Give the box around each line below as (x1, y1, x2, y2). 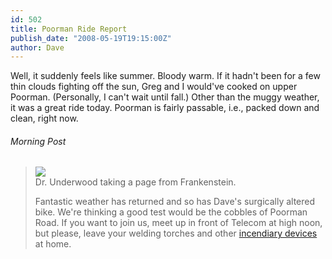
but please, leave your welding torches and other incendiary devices (34, 227, 318, 240)
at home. (34, 238, 72, 250)
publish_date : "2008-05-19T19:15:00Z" (10, 33, 172, 43)
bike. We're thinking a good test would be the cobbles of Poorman (34, 206, 308, 218)
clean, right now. (10, 112, 79, 125)
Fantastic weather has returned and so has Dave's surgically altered (34, 196, 316, 208)
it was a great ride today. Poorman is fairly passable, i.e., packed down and (10, 102, 320, 114)
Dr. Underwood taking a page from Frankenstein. (34, 176, 237, 188)
